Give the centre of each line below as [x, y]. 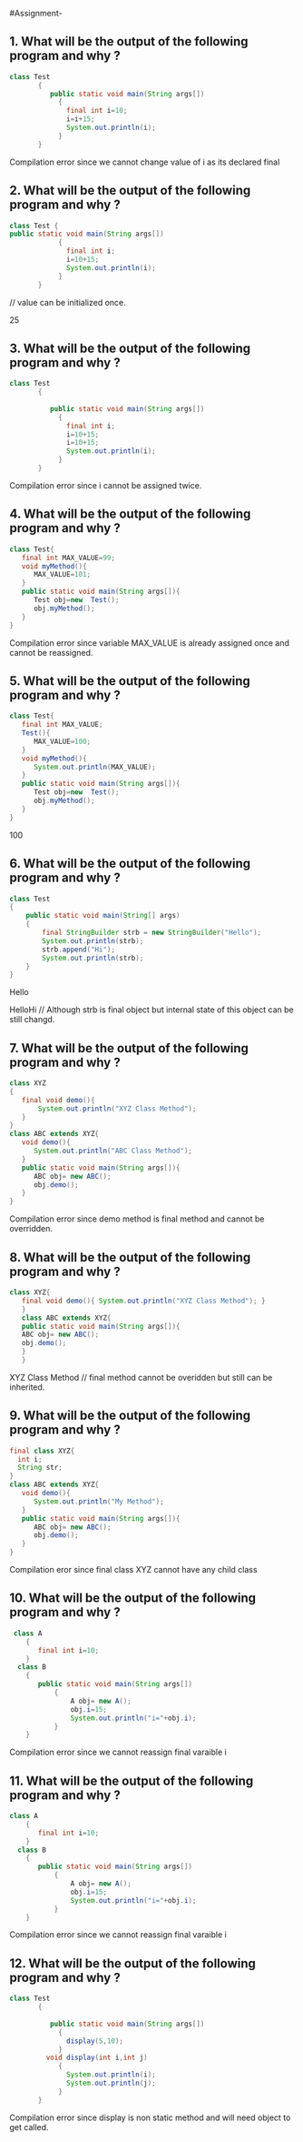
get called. [29, 2127]
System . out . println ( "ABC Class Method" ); [113, 1151]
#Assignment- [36, 13]
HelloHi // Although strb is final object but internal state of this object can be [151, 1010]
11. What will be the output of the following [132, 1780]
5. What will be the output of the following [130, 681]
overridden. [31, 1229]
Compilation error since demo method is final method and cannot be [137, 1219]
